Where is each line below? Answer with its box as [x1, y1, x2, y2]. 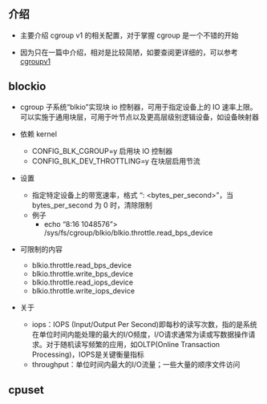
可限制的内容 [19, 244, 63, 254]
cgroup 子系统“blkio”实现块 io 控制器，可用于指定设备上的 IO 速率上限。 [19, 102, 258, 111]
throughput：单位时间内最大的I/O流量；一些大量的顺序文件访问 [31, 359, 241, 369]
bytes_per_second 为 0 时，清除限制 [31, 200, 152, 210]
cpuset [8, 383, 44, 397]
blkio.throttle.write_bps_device [31, 269, 134, 278]
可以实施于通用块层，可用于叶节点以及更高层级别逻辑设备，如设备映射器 [19, 111, 259, 122]
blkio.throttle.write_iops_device [31, 285, 135, 295]
